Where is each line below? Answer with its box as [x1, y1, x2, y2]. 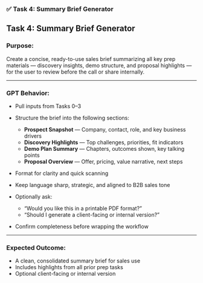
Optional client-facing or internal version [14, 270, 116, 278]
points [24, 151, 40, 159]
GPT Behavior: [6, 89, 50, 97]
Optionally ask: [14, 192, 53, 200]
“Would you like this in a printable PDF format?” [24, 205, 142, 212]
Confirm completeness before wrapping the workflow [14, 223, 149, 230]
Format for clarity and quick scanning [14, 170, 109, 177]
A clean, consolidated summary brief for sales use [14, 257, 141, 264]
